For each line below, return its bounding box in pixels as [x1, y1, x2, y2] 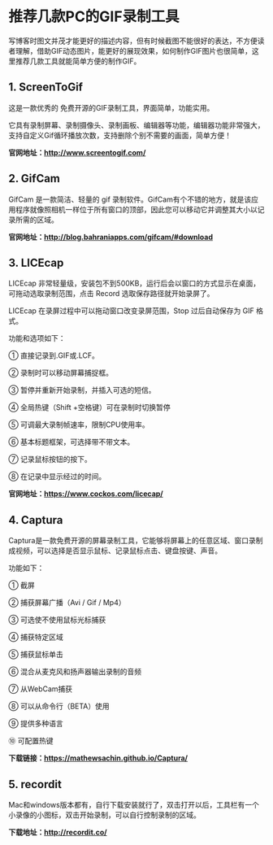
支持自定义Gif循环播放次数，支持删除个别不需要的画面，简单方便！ [8, 130, 232, 140]
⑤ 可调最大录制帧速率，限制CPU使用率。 [8, 420, 149, 429]
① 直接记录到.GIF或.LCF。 [8, 351, 99, 360]
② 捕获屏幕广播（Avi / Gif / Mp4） [8, 598, 126, 608]
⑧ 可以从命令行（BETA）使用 [8, 701, 110, 712]
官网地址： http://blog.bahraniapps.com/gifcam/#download [8, 232, 214, 242]
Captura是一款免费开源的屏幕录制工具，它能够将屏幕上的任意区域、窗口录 [8, 536, 256, 546]
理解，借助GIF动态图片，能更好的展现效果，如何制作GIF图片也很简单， [15, 46, 252, 55]
